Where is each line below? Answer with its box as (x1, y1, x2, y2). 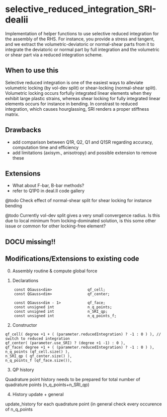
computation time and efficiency (12, 144, 79, 150)
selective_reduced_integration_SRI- (5, 3, 157, 15)
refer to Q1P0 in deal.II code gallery (12, 188, 85, 194)
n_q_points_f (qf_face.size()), (5, 358, 72, 363)
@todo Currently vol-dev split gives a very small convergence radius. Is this (5, 212, 160, 218)
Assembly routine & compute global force (12, 268, 98, 274)
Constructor (12, 322, 37, 328)
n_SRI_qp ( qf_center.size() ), (5, 353, 72, 359)
